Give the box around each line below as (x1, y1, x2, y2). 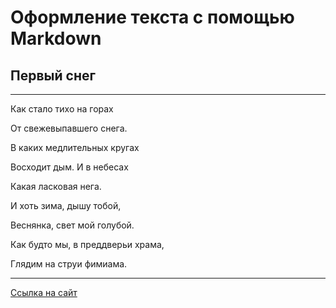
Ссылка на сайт (10, 287, 78, 298)
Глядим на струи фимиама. (10, 258, 128, 270)
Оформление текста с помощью (10, 6, 295, 29)
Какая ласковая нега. (10, 181, 102, 192)
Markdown (10, 27, 102, 50)
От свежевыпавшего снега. (10, 122, 128, 134)
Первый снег (10, 67, 96, 84)
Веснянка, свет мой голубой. (10, 219, 135, 231)
